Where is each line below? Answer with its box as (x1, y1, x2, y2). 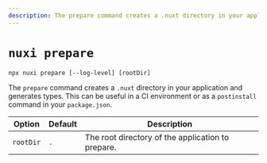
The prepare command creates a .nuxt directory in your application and (8, 82, 243, 92)
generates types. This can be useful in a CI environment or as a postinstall (8, 91, 257, 100)
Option (13, 118, 40, 129)
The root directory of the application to (84, 131, 230, 142)
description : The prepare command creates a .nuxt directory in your (8, 11, 244, 20)
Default (48, 118, 78, 129)
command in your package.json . (8, 100, 113, 109)
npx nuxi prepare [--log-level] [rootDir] (8, 69, 151, 77)
